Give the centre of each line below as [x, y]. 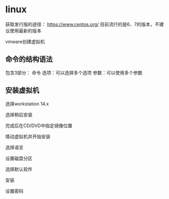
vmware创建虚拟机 [25, 42]
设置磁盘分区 [19, 158]
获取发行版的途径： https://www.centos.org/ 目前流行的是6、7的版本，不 [82, 24]
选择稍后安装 [19, 114]
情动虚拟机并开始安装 [28, 136]
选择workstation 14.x [27, 104]
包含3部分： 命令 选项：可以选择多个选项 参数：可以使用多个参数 [74, 72]
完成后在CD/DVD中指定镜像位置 [39, 125]
